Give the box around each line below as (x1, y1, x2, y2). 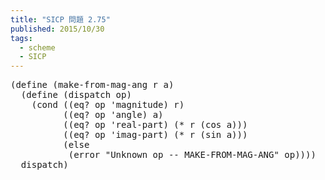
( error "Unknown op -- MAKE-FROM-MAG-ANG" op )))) (68, 149, 317, 161)
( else (63, 139, 90, 151)
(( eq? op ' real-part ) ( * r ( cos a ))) (63, 119, 248, 131)
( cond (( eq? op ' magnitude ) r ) (31, 99, 185, 111)
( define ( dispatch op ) (20, 89, 132, 101)
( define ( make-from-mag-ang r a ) (10, 79, 175, 91)
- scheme (19, 42, 56, 53)
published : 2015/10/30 (10, 24, 105, 34)
